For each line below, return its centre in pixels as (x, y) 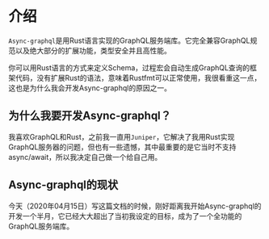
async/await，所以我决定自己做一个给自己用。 (85, 157)
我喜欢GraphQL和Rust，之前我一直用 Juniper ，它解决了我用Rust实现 (122, 136)
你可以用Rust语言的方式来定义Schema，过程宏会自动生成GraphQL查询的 (129, 67)
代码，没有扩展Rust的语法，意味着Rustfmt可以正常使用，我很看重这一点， (138, 78)
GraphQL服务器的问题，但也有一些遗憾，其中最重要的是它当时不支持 (122, 147)
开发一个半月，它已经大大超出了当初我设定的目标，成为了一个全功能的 (125, 216)
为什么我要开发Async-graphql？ (90, 116)
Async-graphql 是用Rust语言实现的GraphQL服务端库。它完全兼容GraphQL (129, 40)
